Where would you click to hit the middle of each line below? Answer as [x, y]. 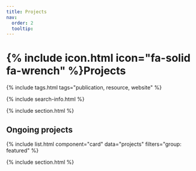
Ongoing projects [40, 130]
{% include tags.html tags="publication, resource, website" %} [84, 88]
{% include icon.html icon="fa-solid [98, 58]
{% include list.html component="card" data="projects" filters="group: [94, 144]
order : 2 [23, 23]
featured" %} [23, 150]
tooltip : [23, 28]
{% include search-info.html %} [45, 99]
